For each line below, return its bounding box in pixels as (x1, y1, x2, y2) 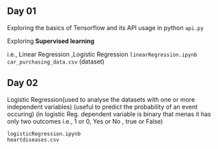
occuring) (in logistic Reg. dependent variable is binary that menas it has (7, 109, 211, 118)
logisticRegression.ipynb (7, 130, 81, 137)
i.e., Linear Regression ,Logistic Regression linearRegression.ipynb (7, 50, 197, 58)
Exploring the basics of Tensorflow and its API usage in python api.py (7, 23, 204, 31)
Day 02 (7, 77, 39, 89)
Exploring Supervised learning (7, 37, 94, 45)
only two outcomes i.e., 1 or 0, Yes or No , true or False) (7, 117, 163, 125)
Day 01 (7, 5, 36, 17)
